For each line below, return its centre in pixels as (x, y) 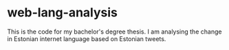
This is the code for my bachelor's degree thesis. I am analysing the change (115, 32)
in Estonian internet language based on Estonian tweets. (87, 38)
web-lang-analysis (63, 13)
